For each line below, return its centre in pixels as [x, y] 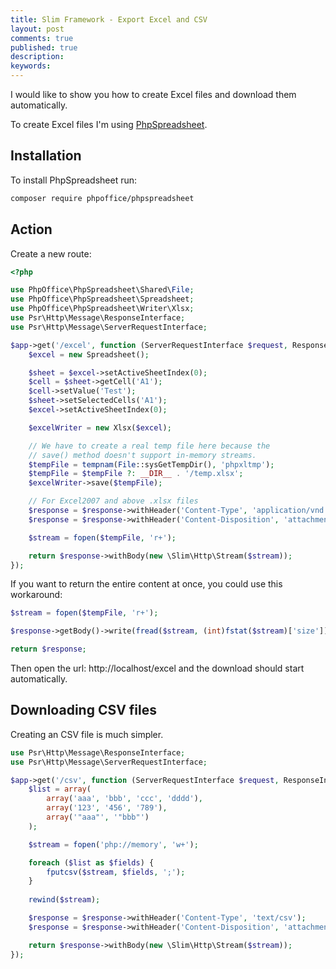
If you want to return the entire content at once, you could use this [146, 584]
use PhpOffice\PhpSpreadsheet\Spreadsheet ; [102, 299]
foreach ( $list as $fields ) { [91, 862]
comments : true [42, 38]
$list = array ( [60, 789]
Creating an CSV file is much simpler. [87, 734]
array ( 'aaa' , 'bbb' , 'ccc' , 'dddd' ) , [124, 799]
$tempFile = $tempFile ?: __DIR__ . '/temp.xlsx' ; [136, 474]
